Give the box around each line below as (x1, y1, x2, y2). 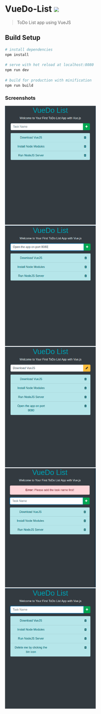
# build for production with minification (5, 78, 92, 83)
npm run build (5, 83, 34, 88)
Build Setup (5, 34, 41, 42)
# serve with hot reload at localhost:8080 (5, 62, 94, 68)
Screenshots (5, 94, 36, 101)
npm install (5, 52, 29, 57)
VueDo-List (5, 3, 52, 15)
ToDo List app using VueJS (16, 19, 71, 25)
